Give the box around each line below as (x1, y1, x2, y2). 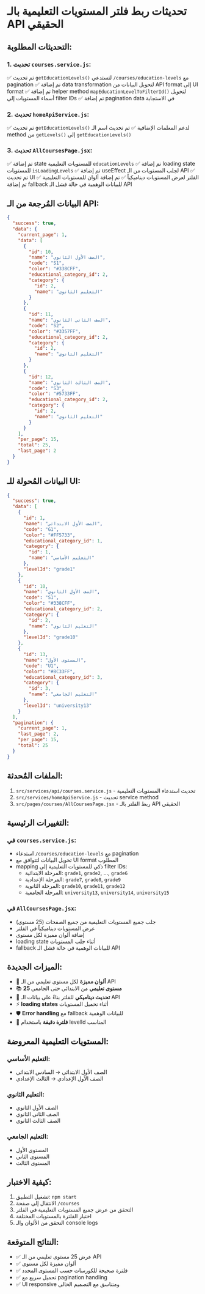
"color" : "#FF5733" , (23, 532, 76, 538)
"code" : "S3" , (29, 385, 65, 391)
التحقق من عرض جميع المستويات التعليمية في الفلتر (15, 1206, 134, 1213)
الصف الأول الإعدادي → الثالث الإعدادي (15, 1075, 104, 1082)
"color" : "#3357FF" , (29, 328, 81, 335)
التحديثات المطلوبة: (7, 42, 72, 52)
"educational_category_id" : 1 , (23, 538, 103, 544)
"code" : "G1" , (23, 526, 60, 533)
